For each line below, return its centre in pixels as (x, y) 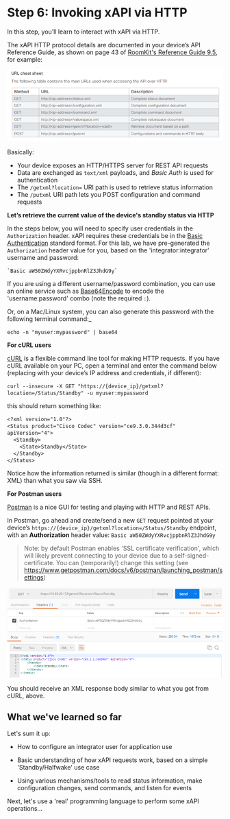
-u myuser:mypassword (117, 393)
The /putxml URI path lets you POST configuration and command (108, 194)
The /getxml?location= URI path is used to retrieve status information (115, 187)
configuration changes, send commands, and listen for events (104, 788)
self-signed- (192, 555)
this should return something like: (54, 405)
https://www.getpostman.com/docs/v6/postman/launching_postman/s (123, 570)
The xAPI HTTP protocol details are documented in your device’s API (104, 45)
